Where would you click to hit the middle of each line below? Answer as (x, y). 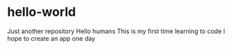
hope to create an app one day (51, 38)
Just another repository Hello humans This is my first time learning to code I (116, 31)
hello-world (42, 12)
